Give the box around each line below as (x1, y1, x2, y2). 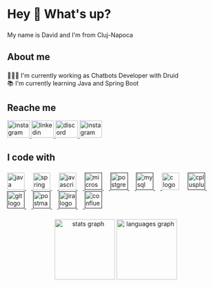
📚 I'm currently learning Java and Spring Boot (7, 79, 139, 88)
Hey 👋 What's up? (7, 6, 112, 22)
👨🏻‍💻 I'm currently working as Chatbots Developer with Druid (7, 72, 179, 80)
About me (7, 51, 50, 63)
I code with (7, 151, 56, 163)
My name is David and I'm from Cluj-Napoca (7, 31, 133, 39)
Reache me (7, 101, 57, 113)
